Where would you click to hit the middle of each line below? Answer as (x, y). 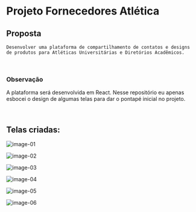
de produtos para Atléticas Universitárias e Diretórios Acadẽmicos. (96, 53)
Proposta (24, 34)
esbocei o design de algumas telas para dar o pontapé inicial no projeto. (96, 99)
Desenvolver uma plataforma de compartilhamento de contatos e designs (98, 47)
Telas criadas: (33, 130)
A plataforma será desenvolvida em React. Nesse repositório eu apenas (95, 92)
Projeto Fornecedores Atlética (83, 11)
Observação (25, 79)
